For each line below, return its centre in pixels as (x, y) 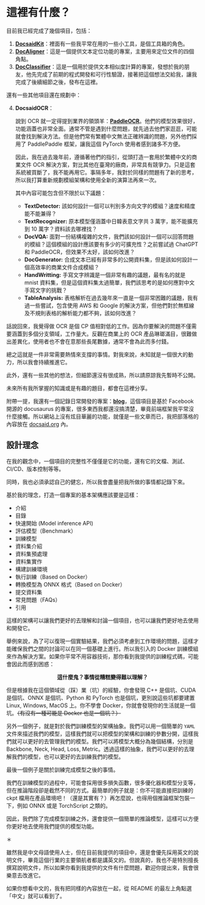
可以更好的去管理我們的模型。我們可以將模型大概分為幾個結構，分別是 (105, 741)
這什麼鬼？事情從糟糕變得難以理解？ (103, 677)
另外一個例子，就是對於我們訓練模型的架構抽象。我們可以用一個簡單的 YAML (101, 726)
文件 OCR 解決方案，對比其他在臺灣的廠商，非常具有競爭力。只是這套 (108, 164)
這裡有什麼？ (39, 13)
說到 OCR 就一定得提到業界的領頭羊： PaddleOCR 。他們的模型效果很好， (106, 121)
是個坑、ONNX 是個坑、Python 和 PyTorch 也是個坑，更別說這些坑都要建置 (101, 697)
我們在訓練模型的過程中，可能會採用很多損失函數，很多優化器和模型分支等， (103, 783)
